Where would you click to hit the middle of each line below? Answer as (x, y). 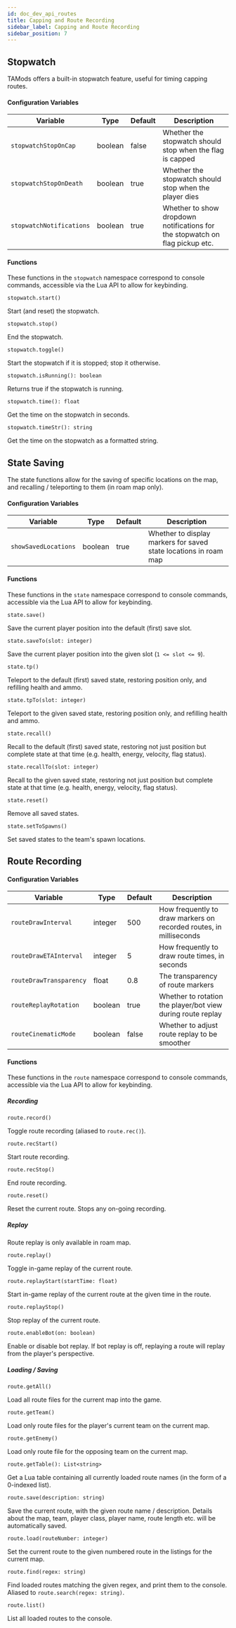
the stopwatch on (191, 235)
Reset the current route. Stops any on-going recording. (87, 1209)
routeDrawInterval (41, 923)
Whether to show (191, 208)
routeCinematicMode (43, 1034)
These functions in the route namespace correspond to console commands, (118, 1077)
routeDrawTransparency (48, 981)
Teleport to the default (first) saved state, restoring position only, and (107, 679)
